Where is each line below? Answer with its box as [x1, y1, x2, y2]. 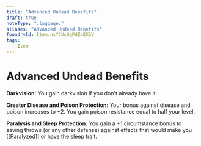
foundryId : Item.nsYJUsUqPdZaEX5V [6, 32, 95, 38]
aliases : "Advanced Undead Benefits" [6, 26, 103, 32]
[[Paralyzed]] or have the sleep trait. [6, 133, 98, 140]
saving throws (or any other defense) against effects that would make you [6, 126, 192, 133]
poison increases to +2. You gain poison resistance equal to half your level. [6, 108, 196, 115]
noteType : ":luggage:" [6, 20, 64, 26]
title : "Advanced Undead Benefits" [6, 9, 97, 15]
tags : [6, 37, 20, 43]
